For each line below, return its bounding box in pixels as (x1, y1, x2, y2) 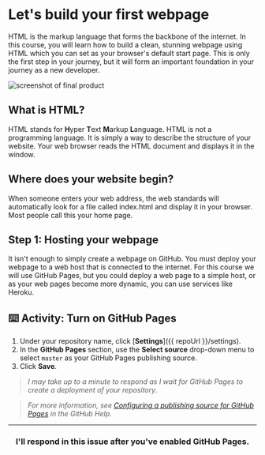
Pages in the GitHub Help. (27, 409, 112, 419)
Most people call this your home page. (8, 210, 133, 220)
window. (8, 149, 35, 159)
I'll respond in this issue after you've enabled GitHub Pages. (15, 436, 250, 447)
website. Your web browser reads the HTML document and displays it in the (8, 141, 255, 151)
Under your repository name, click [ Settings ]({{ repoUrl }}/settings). (19, 337, 241, 346)
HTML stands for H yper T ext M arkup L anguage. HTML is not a (8, 124, 212, 133)
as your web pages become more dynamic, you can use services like (8, 279, 233, 289)
